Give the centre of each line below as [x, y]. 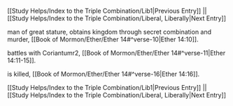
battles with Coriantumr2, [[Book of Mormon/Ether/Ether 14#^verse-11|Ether [116, 53]
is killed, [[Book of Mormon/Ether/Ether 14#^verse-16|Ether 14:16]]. [104, 74]
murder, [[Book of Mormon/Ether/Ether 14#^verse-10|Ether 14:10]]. [103, 39]
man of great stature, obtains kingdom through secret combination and [110, 32]
